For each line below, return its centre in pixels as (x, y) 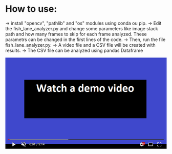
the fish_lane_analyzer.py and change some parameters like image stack (82, 28)
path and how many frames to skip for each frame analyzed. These (76, 34)
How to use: (31, 9)
